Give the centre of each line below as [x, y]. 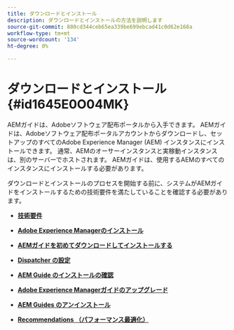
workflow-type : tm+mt [39, 33]
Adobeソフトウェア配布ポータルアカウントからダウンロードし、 [118, 133]
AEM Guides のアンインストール [64, 304]
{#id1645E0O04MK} [68, 105]
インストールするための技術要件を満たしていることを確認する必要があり [124, 192]
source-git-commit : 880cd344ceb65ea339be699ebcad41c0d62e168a [100, 27]
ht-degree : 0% [28, 46]
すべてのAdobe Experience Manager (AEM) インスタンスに [122, 142]
